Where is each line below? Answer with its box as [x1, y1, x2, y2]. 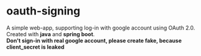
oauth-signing [6, 4, 81, 18]
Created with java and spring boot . [6, 30, 95, 37]
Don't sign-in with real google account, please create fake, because [6, 37, 182, 44]
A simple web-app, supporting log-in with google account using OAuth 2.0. [6, 24, 196, 31]
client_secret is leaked [6, 43, 65, 51]
